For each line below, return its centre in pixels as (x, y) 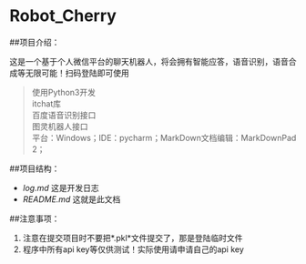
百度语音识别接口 (64, 115)
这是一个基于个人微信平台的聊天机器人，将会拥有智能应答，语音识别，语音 (149, 61)
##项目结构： (35, 168)
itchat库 (46, 103)
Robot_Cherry (63, 16)
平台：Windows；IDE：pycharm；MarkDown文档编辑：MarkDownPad (164, 137)
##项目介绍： (35, 42)
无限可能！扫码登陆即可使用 (77, 73)
